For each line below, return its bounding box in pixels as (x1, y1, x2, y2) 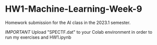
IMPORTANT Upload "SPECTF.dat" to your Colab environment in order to (5, 29, 153, 35)
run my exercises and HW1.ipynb (5, 34, 72, 40)
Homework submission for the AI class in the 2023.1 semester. (5, 20, 131, 25)
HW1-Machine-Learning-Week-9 (5, 3, 142, 15)
